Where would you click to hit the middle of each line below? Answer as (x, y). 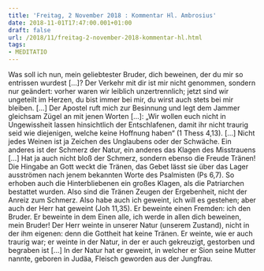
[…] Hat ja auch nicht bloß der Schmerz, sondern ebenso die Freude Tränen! (132, 158)
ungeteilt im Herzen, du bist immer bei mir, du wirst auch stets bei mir (121, 100)
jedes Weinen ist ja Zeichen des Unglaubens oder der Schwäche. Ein (120, 141)
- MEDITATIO (28, 52)
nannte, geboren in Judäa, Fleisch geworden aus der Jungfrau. (110, 258)
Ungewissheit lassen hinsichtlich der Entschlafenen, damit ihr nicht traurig (128, 124)
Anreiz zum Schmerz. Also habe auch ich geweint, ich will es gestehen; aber (132, 200)
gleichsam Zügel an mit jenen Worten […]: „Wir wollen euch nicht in (117, 116)
